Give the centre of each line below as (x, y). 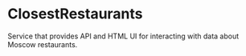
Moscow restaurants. (43, 44)
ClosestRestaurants (75, 14)
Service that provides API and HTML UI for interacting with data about (123, 36)
